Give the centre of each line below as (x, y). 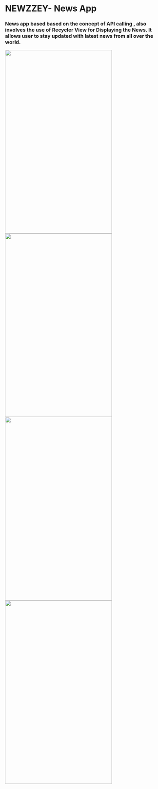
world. (13, 42)
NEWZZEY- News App (51, 9)
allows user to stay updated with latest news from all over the (79, 36)
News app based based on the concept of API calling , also (76, 24)
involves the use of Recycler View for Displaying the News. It (79, 30)
